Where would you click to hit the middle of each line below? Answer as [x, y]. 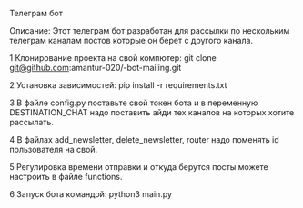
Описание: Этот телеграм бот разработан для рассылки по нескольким [150, 30]
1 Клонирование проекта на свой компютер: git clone [113, 58]
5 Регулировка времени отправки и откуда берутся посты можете [139, 167]
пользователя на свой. [54, 149]
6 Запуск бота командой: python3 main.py [91, 194]
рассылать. [32, 122]
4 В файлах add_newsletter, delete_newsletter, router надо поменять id [144, 139]
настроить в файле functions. [66, 177]
